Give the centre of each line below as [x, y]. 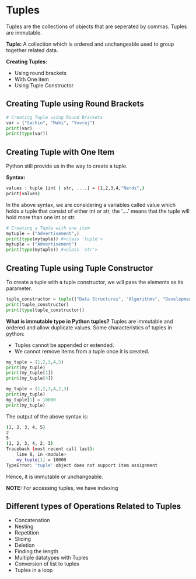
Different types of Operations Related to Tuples [94, 507]
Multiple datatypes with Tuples [51, 558]
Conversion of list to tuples [47, 564]
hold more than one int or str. [41, 217]
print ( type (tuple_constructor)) [45, 310]
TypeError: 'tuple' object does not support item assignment [82, 465]
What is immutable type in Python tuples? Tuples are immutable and [90, 321]
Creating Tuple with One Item [60, 152]
